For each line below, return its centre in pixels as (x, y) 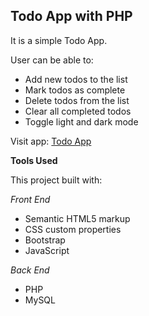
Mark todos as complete (75, 90)
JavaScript (47, 250)
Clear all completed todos (78, 111)
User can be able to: (52, 60)
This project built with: (56, 180)
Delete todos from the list (77, 100)
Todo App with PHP (71, 16)
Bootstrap (45, 240)
